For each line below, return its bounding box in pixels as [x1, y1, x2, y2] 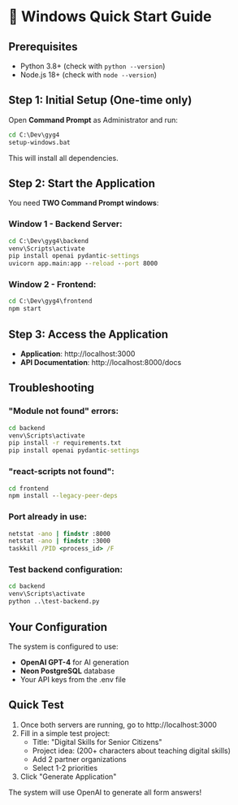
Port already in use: [8, 511, 88, 523]
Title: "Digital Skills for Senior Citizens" [32, 737, 162, 746]
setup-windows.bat [8, 138, 71, 146]
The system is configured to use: [8, 642, 119, 651]
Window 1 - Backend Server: [8, 219, 123, 230]
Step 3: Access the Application [8, 327, 169, 341]
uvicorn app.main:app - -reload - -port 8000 [8, 259, 158, 268]
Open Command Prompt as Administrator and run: [8, 115, 179, 124]
